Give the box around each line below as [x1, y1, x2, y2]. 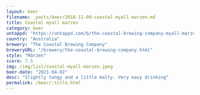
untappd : [6, 31, 28, 37]
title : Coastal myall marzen [6, 19, 79, 25]
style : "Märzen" [6, 53, 46, 58]
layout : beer [6, 8, 39, 15]
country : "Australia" [6, 36, 60, 42]
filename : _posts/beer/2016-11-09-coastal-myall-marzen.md [6, 14, 156, 20]
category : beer [6, 25, 44, 31]
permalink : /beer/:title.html [6, 80, 82, 86]
